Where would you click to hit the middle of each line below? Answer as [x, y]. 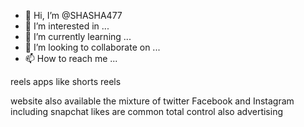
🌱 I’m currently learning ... [78, 36]
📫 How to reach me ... [71, 58]
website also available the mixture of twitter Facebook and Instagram [152, 101]
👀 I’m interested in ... [67, 26]
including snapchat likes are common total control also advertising [147, 111]
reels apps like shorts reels [66, 81]
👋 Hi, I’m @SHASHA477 [73, 15]
